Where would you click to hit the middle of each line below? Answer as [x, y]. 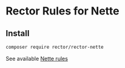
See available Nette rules [37, 58]
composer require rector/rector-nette [55, 47]
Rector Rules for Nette [62, 11]
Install [18, 33]
